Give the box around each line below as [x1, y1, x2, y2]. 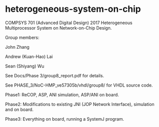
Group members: [5, 34, 39, 40]
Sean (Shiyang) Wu [5, 63, 44, 69]
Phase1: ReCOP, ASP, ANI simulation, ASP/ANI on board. [5, 92, 119, 97]
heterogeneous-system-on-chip [5, 3, 141, 15]
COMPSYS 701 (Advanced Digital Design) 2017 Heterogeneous [5, 20, 133, 26]
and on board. [5, 106, 33, 112]
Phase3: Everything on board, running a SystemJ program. [5, 116, 125, 122]
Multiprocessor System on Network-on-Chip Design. [5, 25, 112, 31]
